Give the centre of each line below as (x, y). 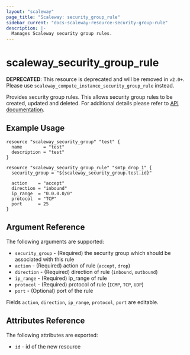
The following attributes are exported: (52, 335)
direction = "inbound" (39, 188)
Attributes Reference (46, 321)
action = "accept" (38, 183)
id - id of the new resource (48, 346)
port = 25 (30, 204)
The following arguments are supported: (55, 241)
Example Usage (36, 128)
